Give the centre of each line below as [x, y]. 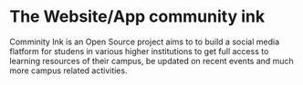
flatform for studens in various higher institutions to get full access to [139, 51]
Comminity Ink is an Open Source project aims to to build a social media [145, 42]
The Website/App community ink [137, 17]
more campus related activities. [68, 71]
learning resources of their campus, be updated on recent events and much [151, 61]
